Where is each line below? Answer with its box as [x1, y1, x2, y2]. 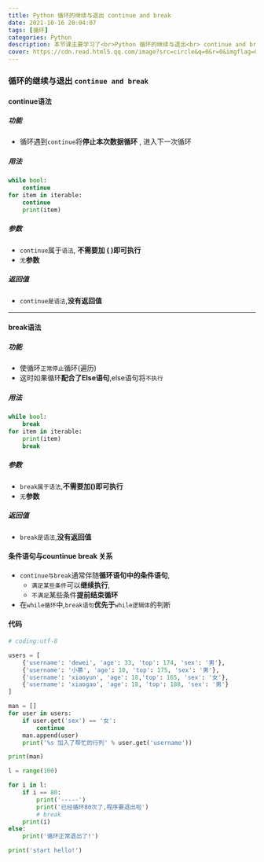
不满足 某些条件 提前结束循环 [31, 590, 119, 600]
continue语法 [8, 96, 53, 106]
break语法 [8, 323, 42, 332]
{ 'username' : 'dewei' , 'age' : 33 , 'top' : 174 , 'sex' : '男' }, [22, 658, 225, 666]
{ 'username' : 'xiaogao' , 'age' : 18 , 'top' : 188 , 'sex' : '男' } [22, 680, 229, 688]
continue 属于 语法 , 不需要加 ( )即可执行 [19, 245, 141, 255]
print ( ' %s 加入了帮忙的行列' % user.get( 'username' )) [22, 739, 192, 746]
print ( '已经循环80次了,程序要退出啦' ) [36, 803, 149, 811]
